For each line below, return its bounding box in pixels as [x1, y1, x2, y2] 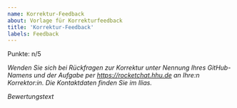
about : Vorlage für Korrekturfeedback [7, 17, 123, 24]
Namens [7, 71, 33, 80]
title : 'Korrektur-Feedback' [7, 23, 94, 31]
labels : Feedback [7, 30, 59, 38]
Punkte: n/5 [7, 50, 41, 58]
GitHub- [207, 63, 231, 72]
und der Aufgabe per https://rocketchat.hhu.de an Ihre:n [34, 71, 200, 80]
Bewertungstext [7, 92, 54, 101]
